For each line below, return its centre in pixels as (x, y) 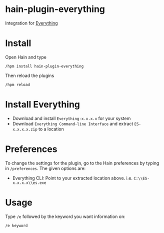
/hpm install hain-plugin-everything (44, 66)
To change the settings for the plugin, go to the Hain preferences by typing (82, 163)
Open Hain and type (26, 57)
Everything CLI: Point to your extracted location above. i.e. (72, 178)
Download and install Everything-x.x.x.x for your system (71, 118)
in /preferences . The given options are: (45, 168)
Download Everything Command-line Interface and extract (73, 123)
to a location (51, 129)
